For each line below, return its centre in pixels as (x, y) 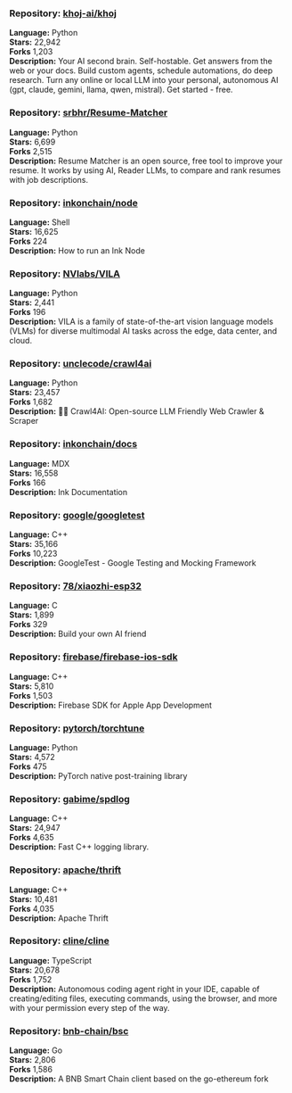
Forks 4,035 (32, 908)
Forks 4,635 (32, 838)
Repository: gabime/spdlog (70, 799)
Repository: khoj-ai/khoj (63, 13)
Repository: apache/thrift (65, 870)
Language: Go (36, 1050)
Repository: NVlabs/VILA (65, 273)
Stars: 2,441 (32, 302)
